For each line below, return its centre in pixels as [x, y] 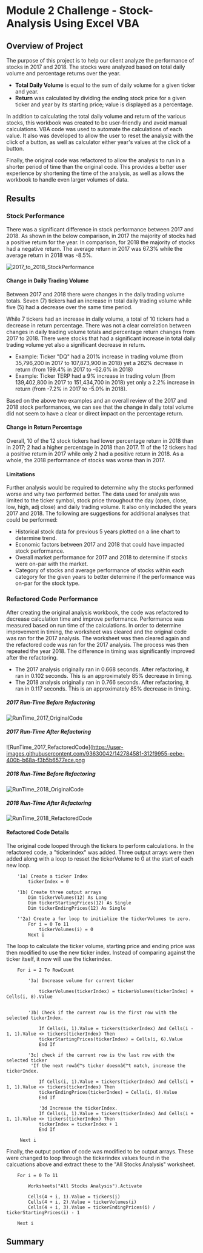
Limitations [21, 474]
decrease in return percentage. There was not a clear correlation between [99, 325]
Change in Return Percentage [44, 427]
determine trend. [36, 538]
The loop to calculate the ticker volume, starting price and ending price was [101, 946]
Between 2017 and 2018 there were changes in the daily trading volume [95, 294]
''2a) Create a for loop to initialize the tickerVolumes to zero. [104, 919]
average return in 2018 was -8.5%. [49, 255]
